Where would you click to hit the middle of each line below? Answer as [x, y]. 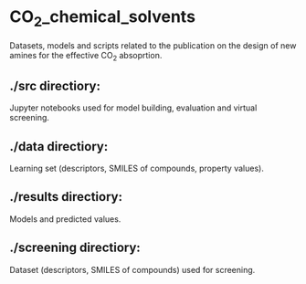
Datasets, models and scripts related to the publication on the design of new [153, 45]
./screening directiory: [75, 248]
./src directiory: [55, 85]
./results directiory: [66, 197]
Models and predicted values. [65, 219]
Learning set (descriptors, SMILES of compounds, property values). [137, 168]
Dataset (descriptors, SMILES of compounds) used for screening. [132, 269]
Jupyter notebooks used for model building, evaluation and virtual [133, 108]
